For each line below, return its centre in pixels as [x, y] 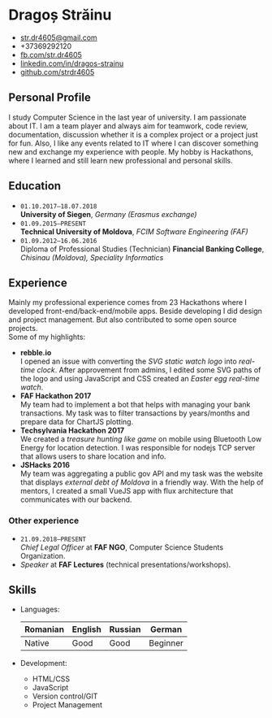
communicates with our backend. [76, 500]
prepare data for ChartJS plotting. [77, 422]
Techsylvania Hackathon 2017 [72, 431]
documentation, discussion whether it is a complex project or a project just [133, 134]
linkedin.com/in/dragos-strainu [72, 63]
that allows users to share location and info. [93, 456]
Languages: [40, 609]
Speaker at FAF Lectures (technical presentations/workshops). [125, 564]
